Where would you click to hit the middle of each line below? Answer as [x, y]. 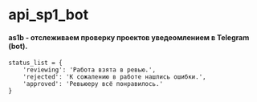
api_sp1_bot [49, 15]
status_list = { [35, 63]
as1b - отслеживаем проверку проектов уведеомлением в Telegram [129, 37]
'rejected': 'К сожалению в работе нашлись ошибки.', [114, 77]
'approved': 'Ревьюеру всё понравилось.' [93, 84]
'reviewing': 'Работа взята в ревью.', [90, 70]
